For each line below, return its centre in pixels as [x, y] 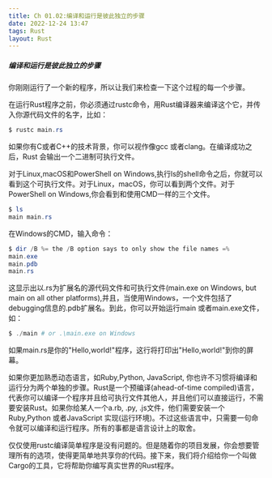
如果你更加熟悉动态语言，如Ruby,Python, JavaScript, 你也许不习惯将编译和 [133, 378]
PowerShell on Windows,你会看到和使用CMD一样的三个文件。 [111, 194]
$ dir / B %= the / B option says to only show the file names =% [119, 249]
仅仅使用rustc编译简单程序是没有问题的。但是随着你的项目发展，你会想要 [130, 446]
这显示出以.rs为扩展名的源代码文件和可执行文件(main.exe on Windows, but [132, 288]
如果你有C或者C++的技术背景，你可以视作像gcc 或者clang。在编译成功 [127, 147]
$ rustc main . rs [36, 130]
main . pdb [23, 264]
